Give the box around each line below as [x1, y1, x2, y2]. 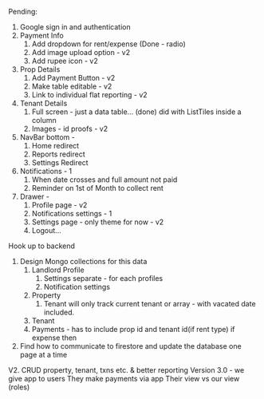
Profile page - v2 [31, 200, 88, 210]
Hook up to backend [8, 241, 76, 251]
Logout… [31, 226, 61, 235]
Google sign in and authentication [19, 22, 131, 31]
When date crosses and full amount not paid [31, 175, 178, 184]
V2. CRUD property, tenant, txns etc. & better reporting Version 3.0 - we [8, 365, 245, 374]
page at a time [19, 350, 68, 359]
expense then [31, 333, 77, 342]
